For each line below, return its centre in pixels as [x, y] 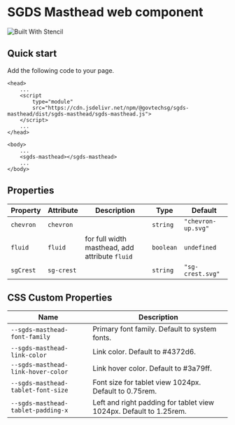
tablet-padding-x [40, 411]
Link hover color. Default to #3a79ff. [152, 368]
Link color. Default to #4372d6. [144, 352]
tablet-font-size [40, 390]
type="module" [53, 102]
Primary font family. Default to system [155, 329]
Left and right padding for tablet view [154, 403]
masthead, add [109, 247]
